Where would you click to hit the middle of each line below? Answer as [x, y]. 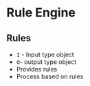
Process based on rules [50, 76]
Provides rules [37, 69]
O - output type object [46, 62]
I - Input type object [45, 54]
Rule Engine [41, 13]
